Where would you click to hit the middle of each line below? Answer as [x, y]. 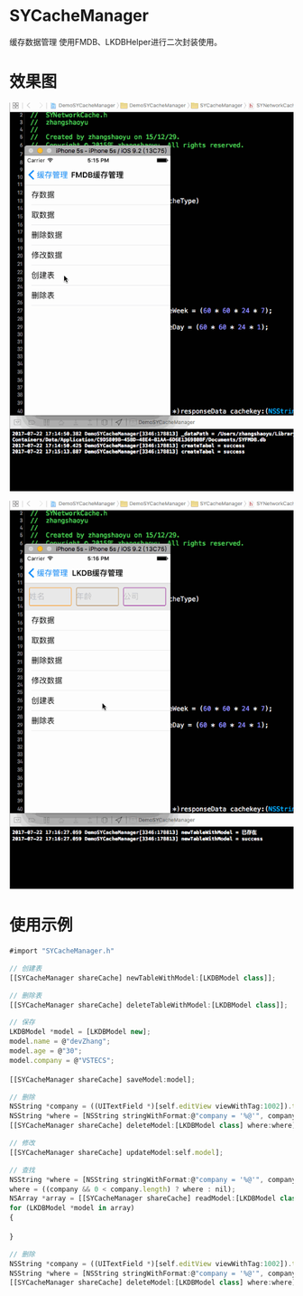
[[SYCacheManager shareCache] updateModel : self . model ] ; [116, 1152]
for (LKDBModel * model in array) [72, 1208]
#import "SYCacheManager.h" [62, 951]
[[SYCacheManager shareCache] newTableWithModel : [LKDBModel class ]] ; [143, 978]
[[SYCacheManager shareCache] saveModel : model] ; [102, 1080]
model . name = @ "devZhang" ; [60, 1042]
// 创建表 [26, 968]
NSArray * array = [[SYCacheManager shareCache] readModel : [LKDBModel [143, 1198]
